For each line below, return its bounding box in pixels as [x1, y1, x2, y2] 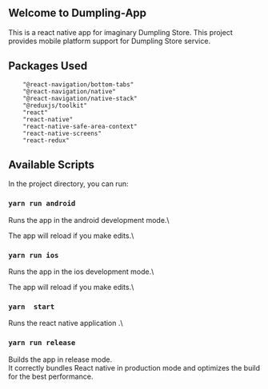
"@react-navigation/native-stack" [22, 94, 138, 102]
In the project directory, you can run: [8, 179, 129, 189]
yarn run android [8, 199, 76, 208]
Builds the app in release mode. [8, 355, 113, 364]
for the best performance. [8, 371, 94, 381]
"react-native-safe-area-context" [22, 122, 138, 130]
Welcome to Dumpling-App [8, 6, 146, 20]
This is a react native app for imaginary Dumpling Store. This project [8, 27, 234, 37]
